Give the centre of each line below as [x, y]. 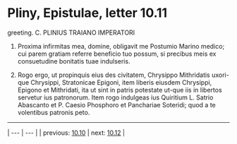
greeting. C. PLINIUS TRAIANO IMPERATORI [71, 32]
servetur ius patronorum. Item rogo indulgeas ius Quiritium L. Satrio [115, 97]
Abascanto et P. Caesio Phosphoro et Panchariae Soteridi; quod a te [117, 104]
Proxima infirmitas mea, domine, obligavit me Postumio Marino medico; [121, 46]
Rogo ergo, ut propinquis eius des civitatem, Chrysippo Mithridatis [114, 75]
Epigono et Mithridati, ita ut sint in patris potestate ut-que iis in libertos [120, 90]
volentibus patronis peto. [54, 112]
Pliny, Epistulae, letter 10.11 [87, 13]
